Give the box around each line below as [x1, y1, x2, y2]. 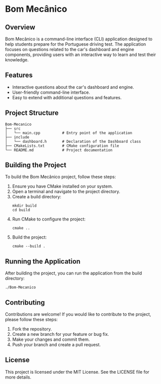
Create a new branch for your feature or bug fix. [12, 331, 109, 337]
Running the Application [5, 257, 81, 266]
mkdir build [12, 203, 37, 208]
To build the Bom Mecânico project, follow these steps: [5, 174, 116, 180]
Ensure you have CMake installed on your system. [12, 183, 113, 190]
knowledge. [5, 57, 29, 62]
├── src [5, 126, 21, 131]
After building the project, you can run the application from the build [5, 270, 142, 276]
